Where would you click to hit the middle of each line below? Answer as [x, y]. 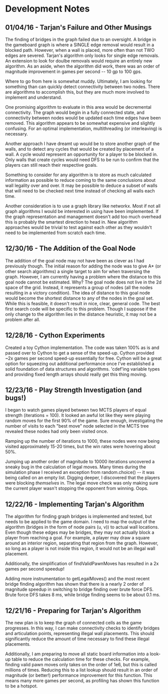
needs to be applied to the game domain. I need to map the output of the [80, 522]
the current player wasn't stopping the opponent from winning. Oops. [77, 489]
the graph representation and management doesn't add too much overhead [83, 217]
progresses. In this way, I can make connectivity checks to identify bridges [82, 628]
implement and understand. [34, 97]
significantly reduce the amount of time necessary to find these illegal [77, 639]
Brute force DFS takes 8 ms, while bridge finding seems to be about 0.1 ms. [83, 595]
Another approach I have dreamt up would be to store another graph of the [82, 144]
